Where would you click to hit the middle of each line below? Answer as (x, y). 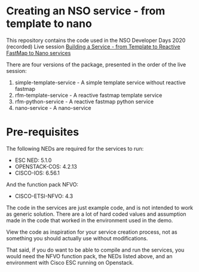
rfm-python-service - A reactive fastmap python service (84, 101)
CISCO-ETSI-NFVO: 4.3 (44, 196)
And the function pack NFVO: (42, 184)
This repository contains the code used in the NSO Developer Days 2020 (96, 40)
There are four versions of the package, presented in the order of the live (96, 65)
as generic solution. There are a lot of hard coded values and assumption (96, 214)
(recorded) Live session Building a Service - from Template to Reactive (93, 47)
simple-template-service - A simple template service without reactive (100, 82)
